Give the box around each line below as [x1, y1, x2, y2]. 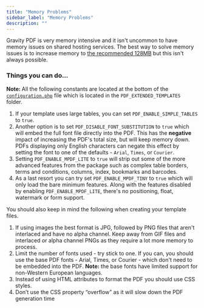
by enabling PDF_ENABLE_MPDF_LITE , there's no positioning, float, [15, 187, 174, 194]
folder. [6, 98, 22, 105]
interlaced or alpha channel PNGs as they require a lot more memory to [15, 236, 193, 244]
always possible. [6, 56, 48, 64]
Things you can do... [6, 71, 69, 80]
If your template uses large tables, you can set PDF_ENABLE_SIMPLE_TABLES [15, 110, 198, 117]
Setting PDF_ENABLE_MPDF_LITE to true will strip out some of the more [15, 155, 186, 162]
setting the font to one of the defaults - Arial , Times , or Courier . [15, 148, 175, 156]
